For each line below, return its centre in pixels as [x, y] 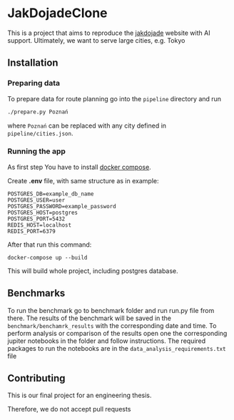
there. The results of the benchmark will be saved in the [90, 318]
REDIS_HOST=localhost [40, 225]
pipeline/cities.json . [40, 133]
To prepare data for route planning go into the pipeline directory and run [115, 98]
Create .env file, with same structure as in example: [83, 180]
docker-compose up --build [47, 257]
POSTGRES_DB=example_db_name [51, 194]
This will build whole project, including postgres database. [93, 271]
